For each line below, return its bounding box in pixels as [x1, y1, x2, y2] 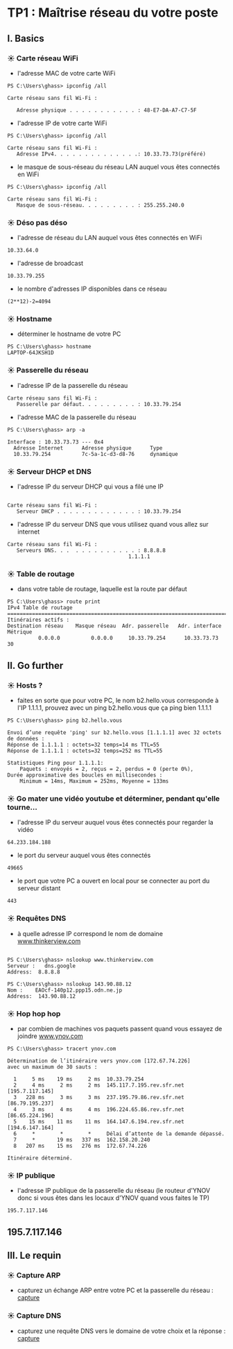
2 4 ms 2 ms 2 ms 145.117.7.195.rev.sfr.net [13, 1081, 185, 1089]
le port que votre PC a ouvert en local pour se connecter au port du [17, 876, 210, 885]
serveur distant [17, 884, 61, 892]
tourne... [7, 802, 38, 812]
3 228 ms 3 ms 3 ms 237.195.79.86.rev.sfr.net [13, 1094, 185, 1101]
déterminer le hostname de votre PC [17, 330, 121, 338]
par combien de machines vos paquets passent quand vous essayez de [17, 1024, 223, 1033]
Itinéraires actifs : [7, 616, 70, 624]
